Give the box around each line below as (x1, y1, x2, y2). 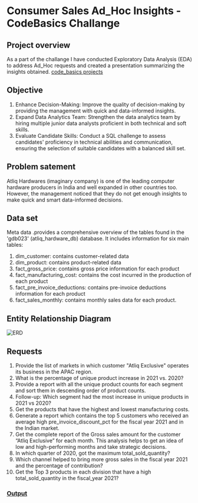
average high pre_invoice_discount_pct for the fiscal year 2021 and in (15, 418, 184, 425)
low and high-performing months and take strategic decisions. (15, 444, 167, 451)
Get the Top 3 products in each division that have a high (15, 468, 151, 475)
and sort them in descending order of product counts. (15, 387, 146, 394)
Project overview (6, 40, 71, 50)
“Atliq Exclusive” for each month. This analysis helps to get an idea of (15, 437, 184, 444)
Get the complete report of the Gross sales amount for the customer (15, 431, 181, 438)
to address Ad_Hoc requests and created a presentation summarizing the (6, 62, 185, 69)
